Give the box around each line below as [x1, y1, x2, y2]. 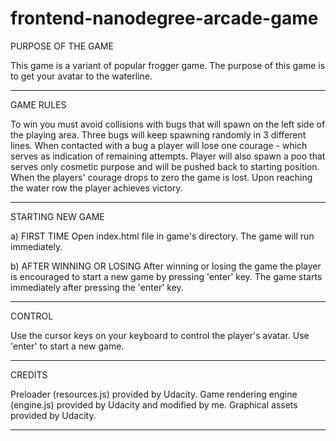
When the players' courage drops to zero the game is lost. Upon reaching [10, 171, 313, 183]
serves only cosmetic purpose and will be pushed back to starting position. [10, 160, 320, 172]
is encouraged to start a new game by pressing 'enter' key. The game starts [10, 270, 323, 282]
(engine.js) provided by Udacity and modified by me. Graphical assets [10, 398, 298, 411]
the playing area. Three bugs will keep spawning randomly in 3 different [10, 128, 307, 141]
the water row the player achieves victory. [10, 182, 183, 194]
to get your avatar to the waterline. [10, 70, 153, 82]
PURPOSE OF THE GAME [10, 40, 114, 52]
